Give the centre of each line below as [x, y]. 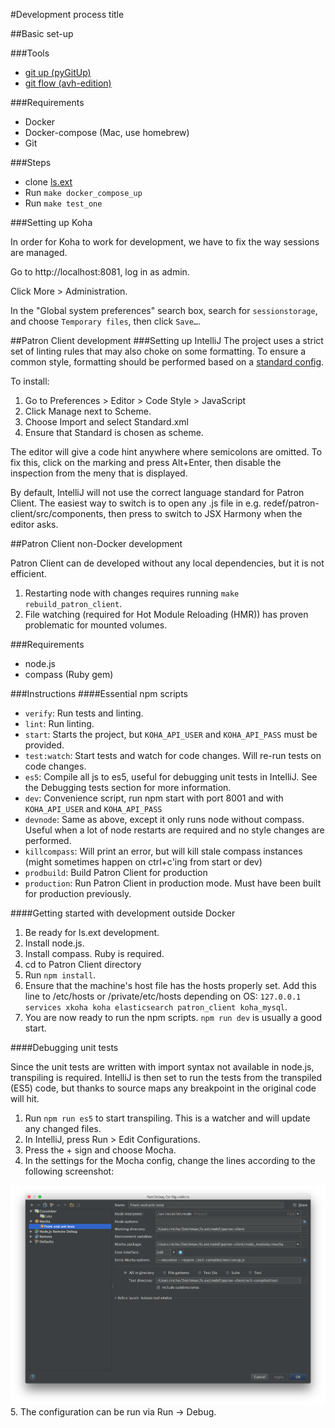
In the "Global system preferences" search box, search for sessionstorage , [164, 310]
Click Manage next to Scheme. [88, 411]
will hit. [25, 1098]
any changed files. [63, 1128]
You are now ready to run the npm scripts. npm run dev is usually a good [173, 1017]
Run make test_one [63, 203]
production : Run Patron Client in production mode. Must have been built [173, 883]
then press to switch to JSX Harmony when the [205, 513]
